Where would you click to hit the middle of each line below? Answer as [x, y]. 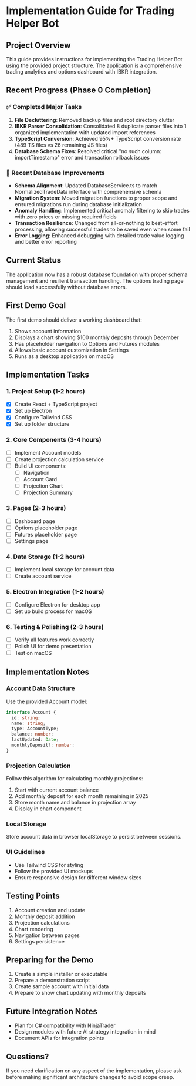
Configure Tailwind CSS [43, 418]
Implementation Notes [48, 672]
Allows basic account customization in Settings [72, 350]
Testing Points [33, 896]
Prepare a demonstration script [52, 980]
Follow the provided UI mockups [54, 871]
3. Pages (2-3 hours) [36, 508]
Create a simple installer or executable [61, 974]
